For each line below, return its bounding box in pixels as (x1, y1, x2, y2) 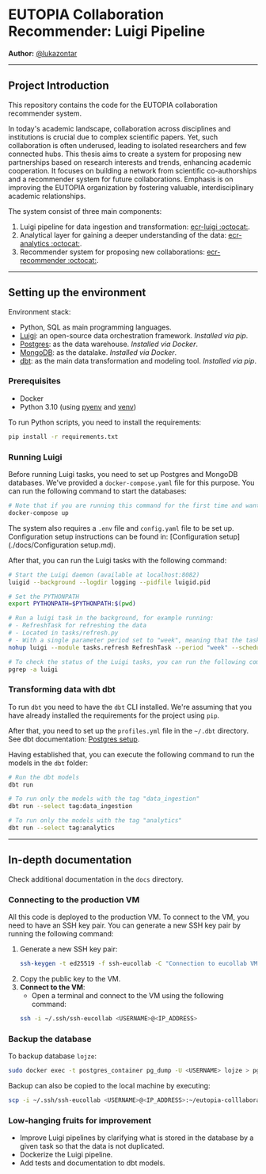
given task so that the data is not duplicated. (19, 1142, 165, 1151)
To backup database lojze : (8, 1051, 97, 1061)
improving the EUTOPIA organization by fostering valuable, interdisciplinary (8, 182, 254, 192)
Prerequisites (8, 375, 61, 387)
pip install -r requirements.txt (8, 433, 119, 440)
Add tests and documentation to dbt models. (19, 1158, 165, 1168)
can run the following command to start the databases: (8, 486, 188, 496)
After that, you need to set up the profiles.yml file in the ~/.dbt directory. (8, 726, 249, 735)
